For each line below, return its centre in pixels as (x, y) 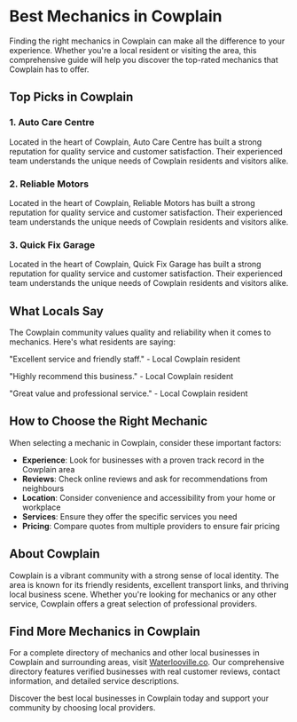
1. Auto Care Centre (52, 123)
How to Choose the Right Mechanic (109, 421)
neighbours (43, 488)
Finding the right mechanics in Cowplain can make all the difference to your (147, 41)
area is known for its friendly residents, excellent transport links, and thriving (149, 584)
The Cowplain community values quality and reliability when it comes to (141, 333)
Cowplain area (48, 469)
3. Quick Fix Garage (52, 244)
